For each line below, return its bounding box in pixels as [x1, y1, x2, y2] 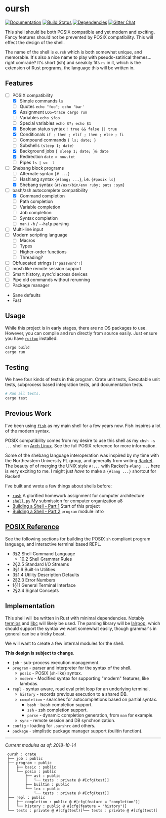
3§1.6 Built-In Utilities [12, 566, 56, 572]
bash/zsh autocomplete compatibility [12, 187, 88, 193]
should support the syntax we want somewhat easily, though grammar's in [5, 626, 157, 631]
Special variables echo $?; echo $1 [19, 120, 91, 126]
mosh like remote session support [12, 265, 82, 271]
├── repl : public [7, 795, 45, 800]
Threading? [19, 254, 43, 260]
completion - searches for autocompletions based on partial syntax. [19, 696, 158, 702]
